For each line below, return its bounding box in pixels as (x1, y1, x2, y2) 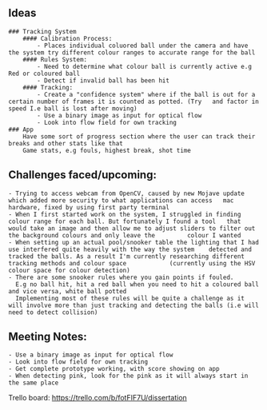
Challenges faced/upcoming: (8, 168, 157, 182)
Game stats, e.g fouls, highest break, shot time (22, 146, 192, 154)
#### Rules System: (22, 55, 88, 63)
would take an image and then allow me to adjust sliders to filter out (8, 224, 256, 233)
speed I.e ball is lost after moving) (8, 104, 137, 113)
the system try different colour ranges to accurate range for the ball (8, 48, 256, 57)
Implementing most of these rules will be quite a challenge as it (15, 294, 245, 302)
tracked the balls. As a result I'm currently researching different (8, 252, 245, 261)
